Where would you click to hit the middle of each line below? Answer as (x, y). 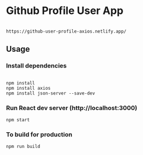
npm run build (23, 147)
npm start (18, 120)
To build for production (39, 134)
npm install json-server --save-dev (50, 93)
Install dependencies (36, 66)
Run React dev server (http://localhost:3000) (72, 108)
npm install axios (28, 88)
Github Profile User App (65, 11)
